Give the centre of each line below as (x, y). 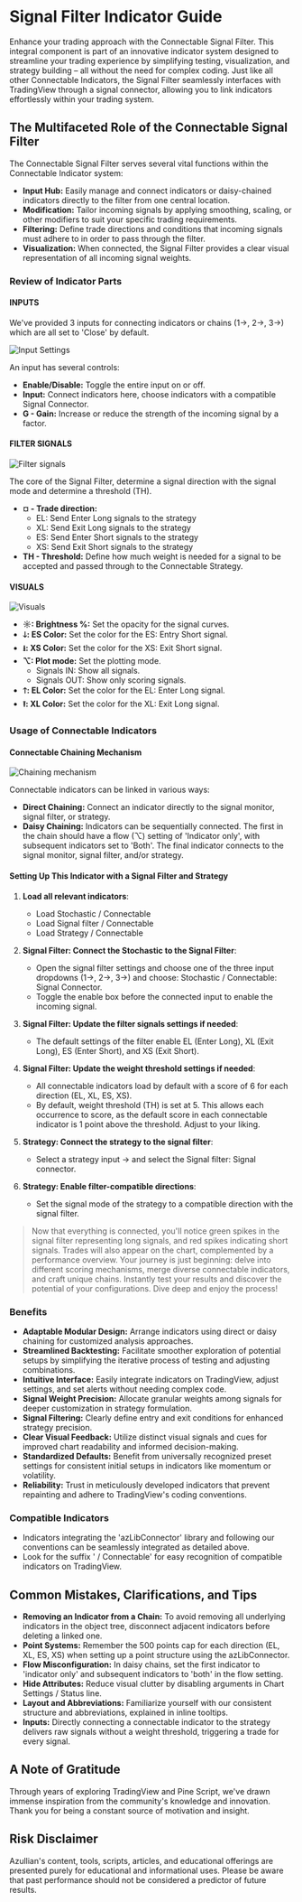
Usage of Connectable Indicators (83, 731)
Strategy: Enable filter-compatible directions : (109, 1186)
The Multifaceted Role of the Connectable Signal (149, 128)
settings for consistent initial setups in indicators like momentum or (147, 1466)
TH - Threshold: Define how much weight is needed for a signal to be (151, 556)
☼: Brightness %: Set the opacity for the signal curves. (126, 624)
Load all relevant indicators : (75, 896)
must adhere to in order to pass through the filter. (114, 238)
